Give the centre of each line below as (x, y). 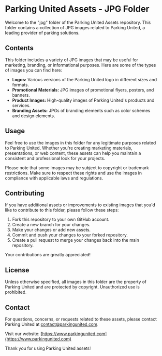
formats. (20, 85)
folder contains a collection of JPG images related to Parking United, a (75, 27)
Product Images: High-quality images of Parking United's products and (83, 100)
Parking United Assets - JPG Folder (77, 9)
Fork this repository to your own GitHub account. (61, 219)
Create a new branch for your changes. (51, 225)
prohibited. (16, 292)
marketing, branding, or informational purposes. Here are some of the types (81, 65)
